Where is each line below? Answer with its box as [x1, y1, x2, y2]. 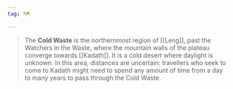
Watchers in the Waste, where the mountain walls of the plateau [24, 43, 210, 52]
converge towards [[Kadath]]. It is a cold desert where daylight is [24, 51, 213, 59]
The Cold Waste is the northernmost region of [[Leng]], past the [24, 36, 211, 44]
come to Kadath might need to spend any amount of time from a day [24, 66, 223, 74]
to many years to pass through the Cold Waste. [24, 73, 161, 82]
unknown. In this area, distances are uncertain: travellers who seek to [24, 58, 227, 67]
